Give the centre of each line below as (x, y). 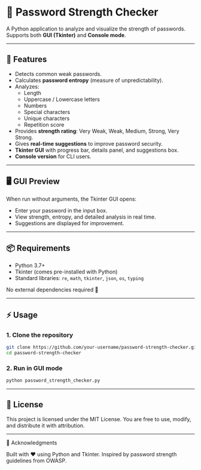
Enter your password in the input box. (61, 210)
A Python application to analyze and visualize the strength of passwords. (96, 29)
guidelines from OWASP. (36, 460)
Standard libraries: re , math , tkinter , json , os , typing (79, 278)
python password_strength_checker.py (53, 381)
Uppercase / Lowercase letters (62, 99)
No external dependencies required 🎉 (52, 290)
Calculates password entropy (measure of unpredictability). (89, 80)
